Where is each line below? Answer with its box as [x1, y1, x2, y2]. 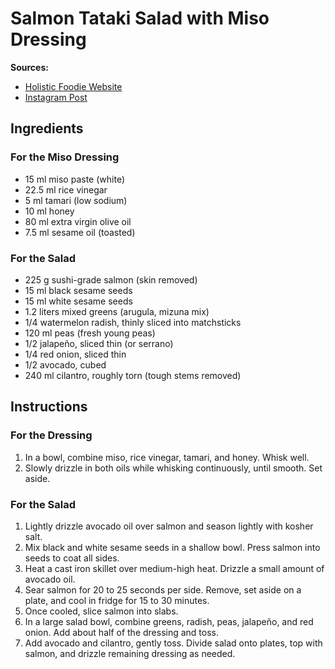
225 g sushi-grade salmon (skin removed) [24, 273, 198, 286]
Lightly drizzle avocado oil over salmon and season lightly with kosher [24, 520, 314, 532]
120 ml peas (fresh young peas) [24, 327, 156, 339]
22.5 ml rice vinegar [24, 183, 108, 196]
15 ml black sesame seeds [24, 284, 133, 296]
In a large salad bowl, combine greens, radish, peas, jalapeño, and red [24, 615, 314, 627]
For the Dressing [10, 428, 93, 442]
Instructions [10, 398, 88, 416]
